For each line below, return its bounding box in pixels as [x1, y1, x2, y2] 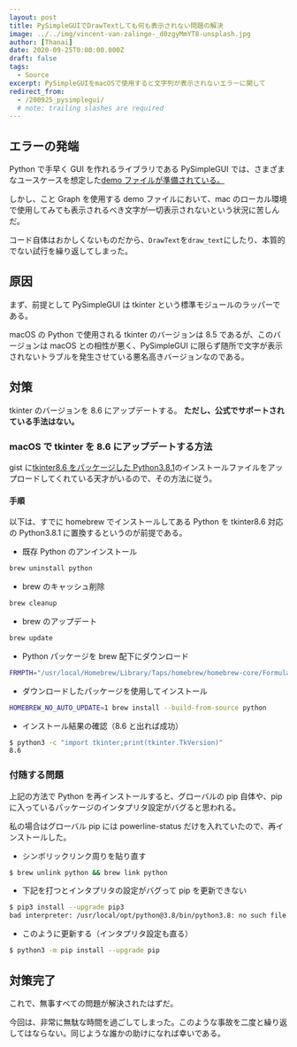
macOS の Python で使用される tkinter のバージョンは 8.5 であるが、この [9, 329, 274, 339]
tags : [9, 63, 29, 72]
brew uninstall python [9, 564, 93, 573]
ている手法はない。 [9, 415, 80, 426]
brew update [9, 633, 53, 642]
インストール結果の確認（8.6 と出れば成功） [21, 720, 184, 731]
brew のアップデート [21, 616, 97, 626]
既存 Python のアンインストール [21, 547, 138, 557]
